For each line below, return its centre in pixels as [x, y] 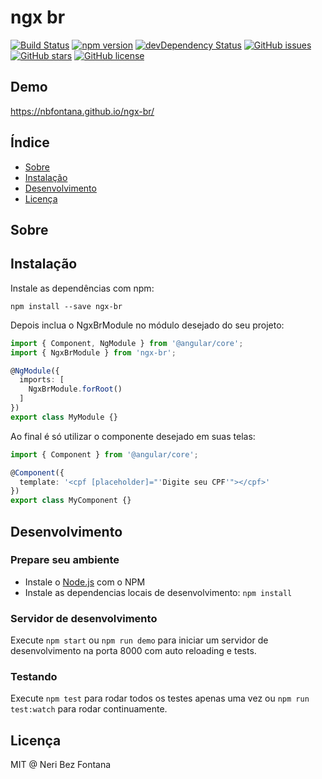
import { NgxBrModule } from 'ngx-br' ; [93, 352]
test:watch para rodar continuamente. [89, 709]
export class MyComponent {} [71, 501]
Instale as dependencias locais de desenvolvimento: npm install [158, 592]
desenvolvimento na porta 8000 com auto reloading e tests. [133, 651]
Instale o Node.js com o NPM [85, 582]
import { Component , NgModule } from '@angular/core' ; [127, 343]
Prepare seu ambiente [65, 560]
